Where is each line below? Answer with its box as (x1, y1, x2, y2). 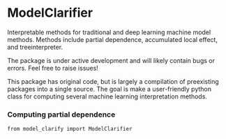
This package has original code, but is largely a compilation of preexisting (7, 77, 220, 85)
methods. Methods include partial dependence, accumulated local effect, (7, 35, 218, 43)
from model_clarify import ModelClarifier (7, 126, 133, 133)
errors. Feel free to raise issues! (7, 64, 99, 72)
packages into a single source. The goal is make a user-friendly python (7, 85, 211, 93)
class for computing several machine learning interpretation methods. (7, 92, 208, 101)
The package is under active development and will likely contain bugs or (7, 56, 215, 64)
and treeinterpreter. (7, 43, 63, 51)
